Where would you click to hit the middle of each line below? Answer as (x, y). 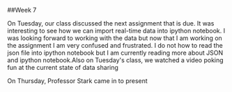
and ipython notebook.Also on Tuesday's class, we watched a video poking (116, 60)
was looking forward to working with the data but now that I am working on (115, 38)
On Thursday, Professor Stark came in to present (77, 81)
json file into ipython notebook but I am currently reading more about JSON (115, 53)
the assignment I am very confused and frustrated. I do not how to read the (115, 45)
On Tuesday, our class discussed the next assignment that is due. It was (111, 23)
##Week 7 (22, 10)
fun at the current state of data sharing (63, 67)
